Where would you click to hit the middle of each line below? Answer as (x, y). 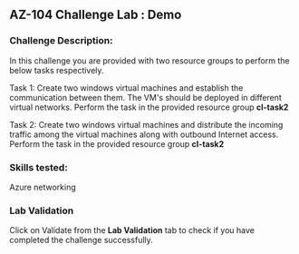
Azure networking (43, 187)
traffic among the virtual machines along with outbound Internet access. (144, 134)
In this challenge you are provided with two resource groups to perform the (149, 60)
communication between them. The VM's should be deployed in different (146, 97)
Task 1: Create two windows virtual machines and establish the (126, 88)
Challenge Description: (61, 41)
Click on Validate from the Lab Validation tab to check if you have (132, 230)
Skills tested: (39, 167)
